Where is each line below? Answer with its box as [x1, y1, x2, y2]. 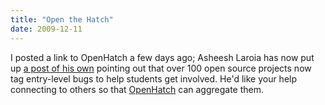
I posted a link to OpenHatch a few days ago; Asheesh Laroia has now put [10, 51, 315, 63]
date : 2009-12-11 [10, 24, 83, 34]
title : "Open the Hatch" [10, 14, 114, 25]
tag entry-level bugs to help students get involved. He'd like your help [10, 72, 298, 85]
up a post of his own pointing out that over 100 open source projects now [10, 62, 312, 74]
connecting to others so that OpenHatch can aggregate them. [10, 83, 264, 95]
